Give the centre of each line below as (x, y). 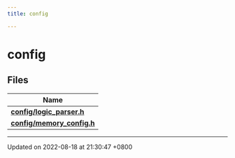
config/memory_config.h (53, 123)
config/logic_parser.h (48, 111)
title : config (28, 14)
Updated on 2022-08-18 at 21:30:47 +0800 (70, 147)
